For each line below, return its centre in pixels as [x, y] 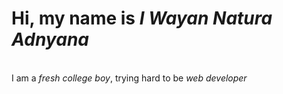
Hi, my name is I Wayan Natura [142, 18]
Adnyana [50, 39]
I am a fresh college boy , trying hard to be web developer [129, 78]
